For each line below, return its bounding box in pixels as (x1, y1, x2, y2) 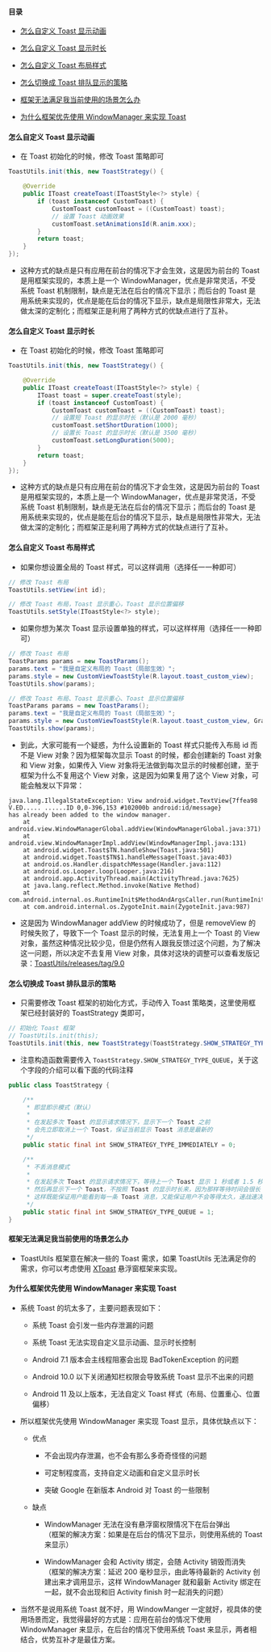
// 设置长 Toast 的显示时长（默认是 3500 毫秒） (51, 429, 200, 437)
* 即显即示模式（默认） (26, 1103, 94, 1111)
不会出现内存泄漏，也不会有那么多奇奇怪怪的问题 (44, 1451, 207, 1460)
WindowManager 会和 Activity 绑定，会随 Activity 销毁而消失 (44, 1557, 246, 1567)
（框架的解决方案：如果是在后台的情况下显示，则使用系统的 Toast (44, 1530, 263, 1540)
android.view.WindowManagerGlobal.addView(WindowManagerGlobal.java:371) (8, 825, 262, 833)
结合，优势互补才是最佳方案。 (19, 1635, 119, 1645)
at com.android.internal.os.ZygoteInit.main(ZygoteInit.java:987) (23, 902, 251, 911)
